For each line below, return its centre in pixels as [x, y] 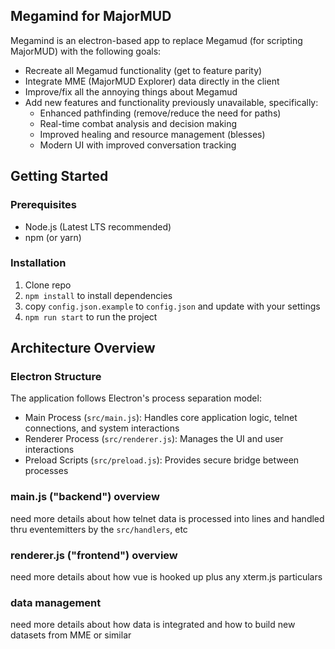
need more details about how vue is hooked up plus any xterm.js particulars [166, 577]
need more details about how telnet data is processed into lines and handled [167, 518]
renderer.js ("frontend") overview [94, 555]
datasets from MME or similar [71, 635]
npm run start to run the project [91, 316]
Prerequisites [43, 205]
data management [56, 602]
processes [46, 471]
